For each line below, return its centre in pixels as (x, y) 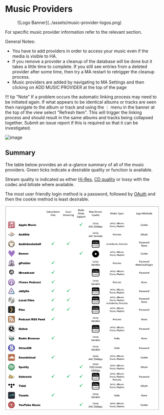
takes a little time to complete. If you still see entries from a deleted (80, 66)
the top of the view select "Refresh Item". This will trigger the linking (74, 112)
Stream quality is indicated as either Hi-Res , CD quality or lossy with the (77, 179)
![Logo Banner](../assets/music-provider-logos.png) (70, 22)
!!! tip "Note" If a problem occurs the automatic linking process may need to (81, 97)
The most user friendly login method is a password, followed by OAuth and (80, 194)
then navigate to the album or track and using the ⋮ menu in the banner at (80, 107)
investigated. (18, 128)
